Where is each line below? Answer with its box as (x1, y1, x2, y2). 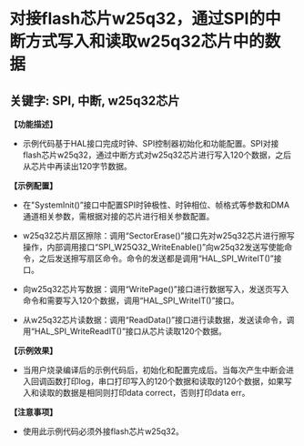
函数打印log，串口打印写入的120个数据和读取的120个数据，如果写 (46, 376, 293, 387)
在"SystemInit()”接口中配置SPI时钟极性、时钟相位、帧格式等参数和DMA (22, 199, 289, 210)
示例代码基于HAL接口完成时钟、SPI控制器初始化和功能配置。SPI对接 (22, 138, 279, 148)
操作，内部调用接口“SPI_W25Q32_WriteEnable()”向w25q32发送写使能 (22, 242, 285, 252)
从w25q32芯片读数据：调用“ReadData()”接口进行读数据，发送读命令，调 (22, 315, 295, 325)
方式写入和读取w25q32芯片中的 (25, 31, 266, 52)
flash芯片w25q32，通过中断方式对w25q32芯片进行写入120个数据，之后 (22, 149, 292, 160)
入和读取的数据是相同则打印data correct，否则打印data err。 (22, 388, 250, 398)
